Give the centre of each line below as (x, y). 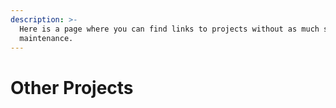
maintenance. (46, 38)
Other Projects (72, 87)
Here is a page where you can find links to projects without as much (169, 29)
